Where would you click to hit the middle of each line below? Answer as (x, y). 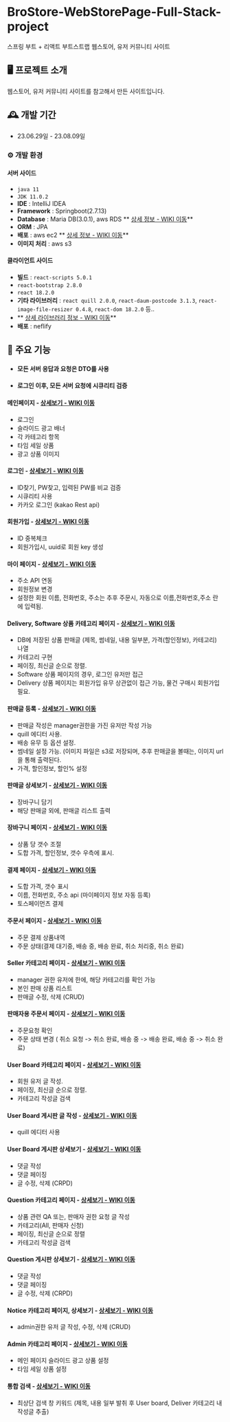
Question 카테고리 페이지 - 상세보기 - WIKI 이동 (71, 1200)
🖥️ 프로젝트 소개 (37, 71)
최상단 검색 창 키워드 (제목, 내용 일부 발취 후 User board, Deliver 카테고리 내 (119, 1403)
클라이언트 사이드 (30, 261)
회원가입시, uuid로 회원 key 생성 (60, 547)
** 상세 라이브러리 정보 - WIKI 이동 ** (67, 317)
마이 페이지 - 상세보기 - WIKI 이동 (52, 564)
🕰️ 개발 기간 (32, 115)
